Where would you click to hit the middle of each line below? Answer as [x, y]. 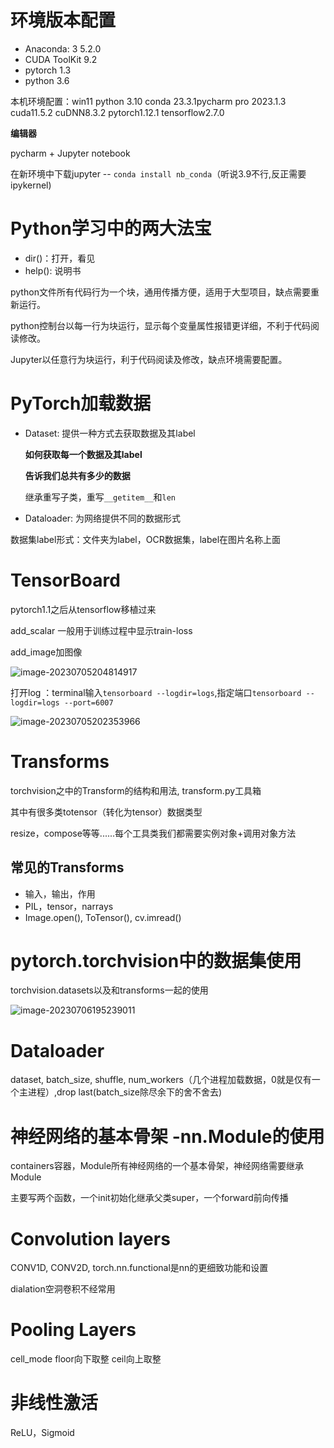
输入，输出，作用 [60, 893]
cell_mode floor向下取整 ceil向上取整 [86, 1359]
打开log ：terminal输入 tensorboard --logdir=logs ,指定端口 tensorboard [156, 692]
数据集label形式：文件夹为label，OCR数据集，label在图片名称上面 [146, 539]
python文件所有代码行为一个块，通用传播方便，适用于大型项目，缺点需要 [160, 292]
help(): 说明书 [53, 270]
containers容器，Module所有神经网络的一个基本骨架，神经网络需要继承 [157, 1166]
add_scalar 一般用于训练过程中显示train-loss [101, 630]
